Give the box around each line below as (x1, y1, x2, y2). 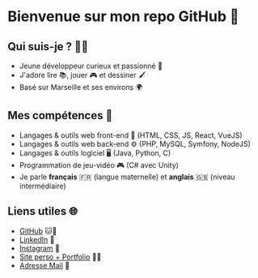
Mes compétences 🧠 (7, 109, 113, 122)
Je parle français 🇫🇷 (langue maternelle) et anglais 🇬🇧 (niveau (19, 172, 235, 182)
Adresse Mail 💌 (19, 260, 70, 270)
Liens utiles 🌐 (7, 204, 78, 218)
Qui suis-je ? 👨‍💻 (7, 40, 89, 53)
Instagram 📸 (19, 243, 60, 253)
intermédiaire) (19, 181, 66, 190)
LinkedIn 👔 (19, 234, 55, 244)
